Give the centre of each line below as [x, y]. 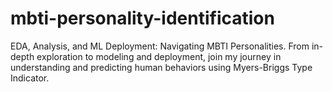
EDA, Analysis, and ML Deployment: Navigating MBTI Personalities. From [160, 46]
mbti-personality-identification [142, 18]
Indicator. [30, 78]
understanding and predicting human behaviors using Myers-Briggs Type [161, 67]
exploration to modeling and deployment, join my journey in [159, 56]
